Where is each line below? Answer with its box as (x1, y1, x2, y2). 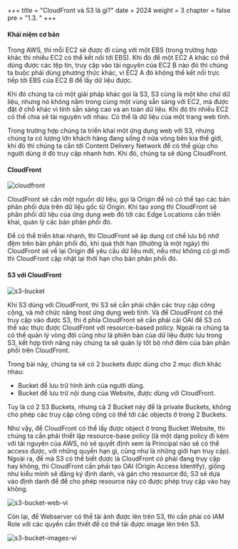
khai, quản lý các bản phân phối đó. (7, 217, 113, 227)
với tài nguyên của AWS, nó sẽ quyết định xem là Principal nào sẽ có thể (7, 438, 219, 448)
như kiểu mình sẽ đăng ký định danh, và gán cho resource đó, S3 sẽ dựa (7, 469, 221, 478)
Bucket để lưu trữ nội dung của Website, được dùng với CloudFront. (17, 389, 216, 397)
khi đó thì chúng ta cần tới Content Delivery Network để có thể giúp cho (7, 142, 219, 150)
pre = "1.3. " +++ (7, 14, 57, 22)
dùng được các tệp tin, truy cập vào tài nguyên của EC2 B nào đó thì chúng (7, 61, 228, 70)
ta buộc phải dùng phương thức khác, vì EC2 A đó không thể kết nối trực (7, 68, 220, 77)
